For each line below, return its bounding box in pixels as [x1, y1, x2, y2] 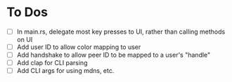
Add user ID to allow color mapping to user [16, 43, 141, 51]
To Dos [6, 4, 49, 20]
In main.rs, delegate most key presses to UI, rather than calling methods [16, 27, 226, 36]
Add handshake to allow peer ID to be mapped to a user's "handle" [16, 50, 211, 60]
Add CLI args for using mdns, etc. [16, 67, 115, 75]
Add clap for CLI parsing [16, 59, 88, 67]
